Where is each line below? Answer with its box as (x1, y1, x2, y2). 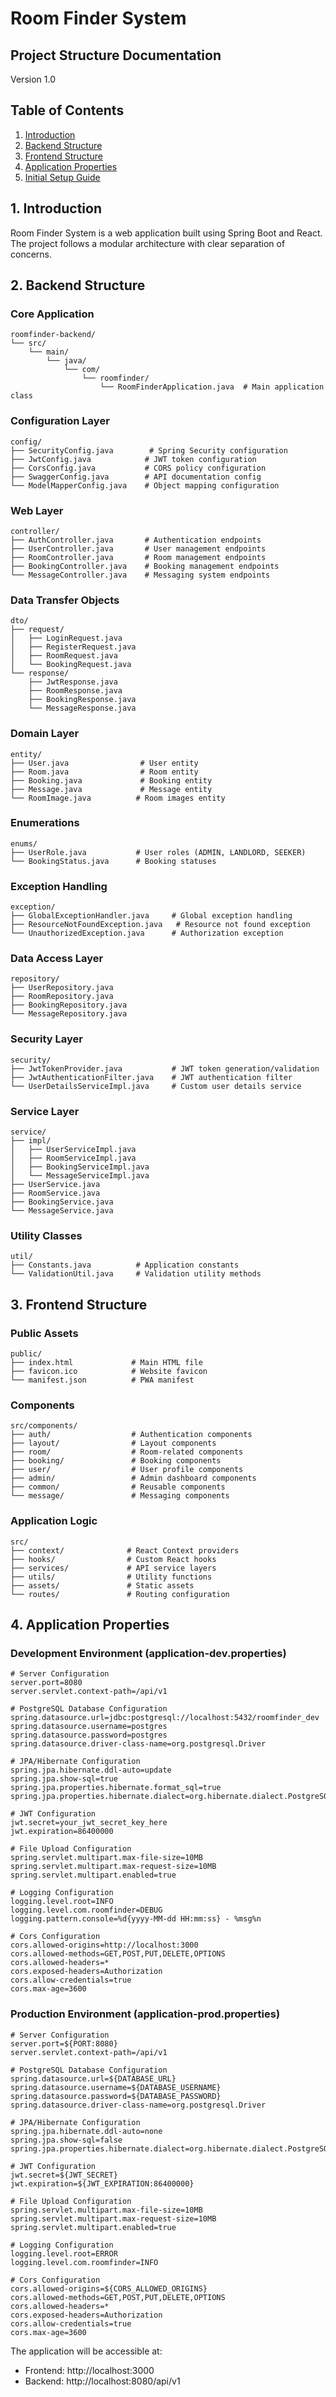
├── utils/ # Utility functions (10, 1572, 213, 1582)
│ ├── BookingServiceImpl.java (10, 1162, 150, 1172)
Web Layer (10, 503, 64, 517)
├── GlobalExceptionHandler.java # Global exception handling (10, 911, 293, 921)
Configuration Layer (10, 414, 110, 428)
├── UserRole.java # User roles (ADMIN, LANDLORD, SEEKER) (10, 847, 307, 857)
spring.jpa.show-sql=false (10, 2135, 123, 2145)
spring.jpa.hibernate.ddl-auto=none (10, 2126, 163, 2136)
